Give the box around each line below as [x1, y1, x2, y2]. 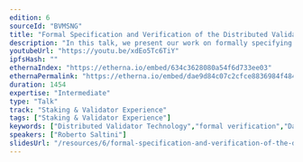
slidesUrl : [9, 139, 50, 148]
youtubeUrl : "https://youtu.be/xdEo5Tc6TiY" [9, 47, 179, 56]
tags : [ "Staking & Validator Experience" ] [9, 113, 171, 122]
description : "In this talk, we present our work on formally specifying [9, 38, 293, 48]
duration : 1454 [9, 80, 67, 89]
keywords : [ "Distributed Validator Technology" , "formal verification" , [9, 122, 284, 131]
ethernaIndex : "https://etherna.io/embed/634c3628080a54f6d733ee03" [9, 64, 272, 73]
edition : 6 [9, 13, 50, 22]
